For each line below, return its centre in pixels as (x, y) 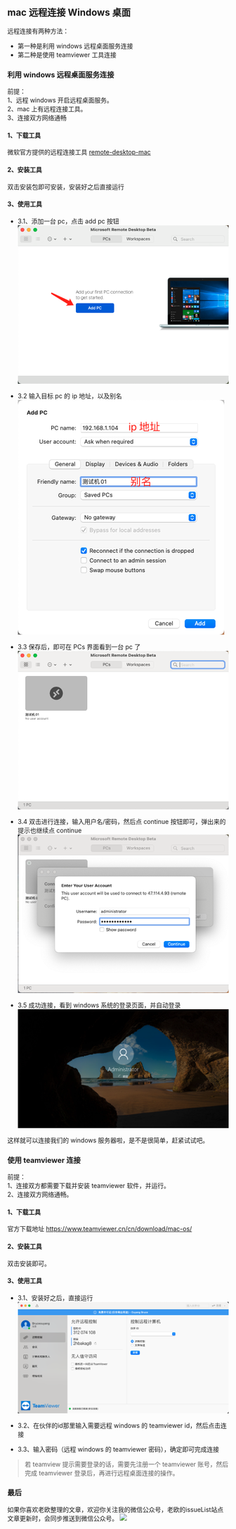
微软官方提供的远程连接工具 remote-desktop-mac (79, 152)
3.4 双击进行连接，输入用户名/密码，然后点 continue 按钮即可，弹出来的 (122, 821)
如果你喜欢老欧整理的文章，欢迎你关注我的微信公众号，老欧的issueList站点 (115, 1509)
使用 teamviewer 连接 (44, 1160)
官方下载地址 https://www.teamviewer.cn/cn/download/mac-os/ (100, 1229)
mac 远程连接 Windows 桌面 (69, 13)
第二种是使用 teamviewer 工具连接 (67, 54)
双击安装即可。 (29, 1263)
